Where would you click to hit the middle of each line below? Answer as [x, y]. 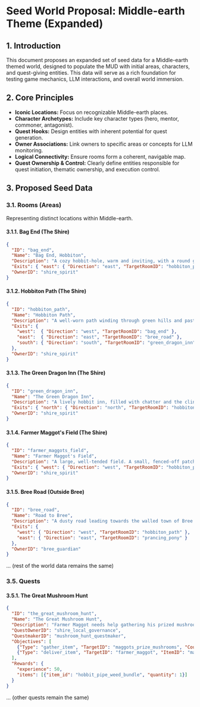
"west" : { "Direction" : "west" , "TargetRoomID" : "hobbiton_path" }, [104, 532]
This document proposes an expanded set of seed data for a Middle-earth [97, 60]
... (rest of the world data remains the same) [60, 566]
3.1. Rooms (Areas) [34, 205]
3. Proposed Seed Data [49, 188]
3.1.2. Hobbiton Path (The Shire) [46, 291]
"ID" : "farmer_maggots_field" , [50, 451]
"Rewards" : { [28, 664]
